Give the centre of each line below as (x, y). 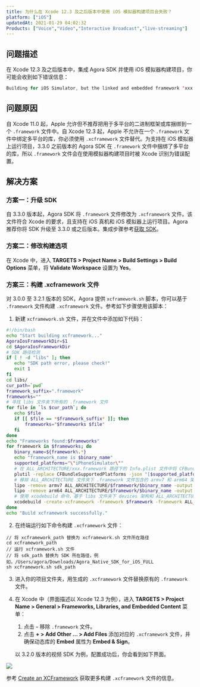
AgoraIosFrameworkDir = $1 (37, 341)
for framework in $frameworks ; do (49, 447)
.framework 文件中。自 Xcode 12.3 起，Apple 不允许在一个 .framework (98, 131)
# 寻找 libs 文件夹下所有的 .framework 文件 (57, 402)
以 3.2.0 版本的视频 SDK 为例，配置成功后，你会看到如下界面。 (92, 654)
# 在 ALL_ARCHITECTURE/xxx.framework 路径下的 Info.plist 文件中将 (95, 469)
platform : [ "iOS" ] (29, 17)
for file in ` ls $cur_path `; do (46, 408)
